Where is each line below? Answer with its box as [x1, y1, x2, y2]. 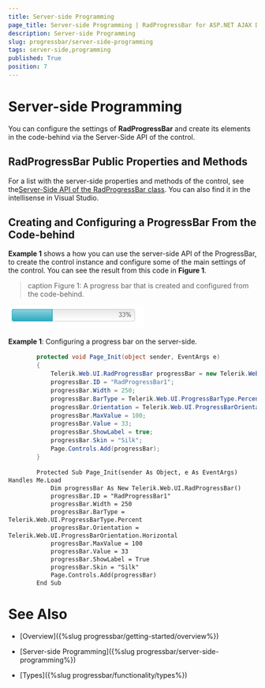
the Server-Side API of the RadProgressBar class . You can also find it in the [8, 184, 251, 194]
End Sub [36, 579, 62, 587]
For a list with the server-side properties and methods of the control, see [8, 176, 244, 186]
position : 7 [8, 63, 47, 71]
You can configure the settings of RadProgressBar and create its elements [8, 123, 251, 133]
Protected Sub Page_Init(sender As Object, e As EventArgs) [36, 468, 238, 476]
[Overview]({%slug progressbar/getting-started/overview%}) [19, 631, 219, 641]
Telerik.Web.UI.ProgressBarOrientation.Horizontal [8, 532, 178, 539]
